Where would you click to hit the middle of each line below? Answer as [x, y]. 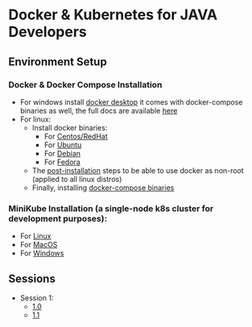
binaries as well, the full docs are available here [99, 110]
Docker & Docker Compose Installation [85, 85]
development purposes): [58, 218]
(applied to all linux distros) [77, 179]
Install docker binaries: [70, 127]
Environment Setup [58, 62]
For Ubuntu [63, 145]
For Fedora [62, 162]
